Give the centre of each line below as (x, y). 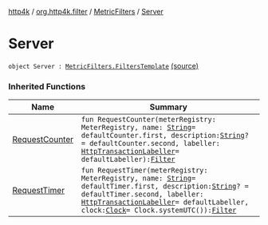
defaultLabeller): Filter (128, 160)
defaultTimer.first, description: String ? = (165, 186)
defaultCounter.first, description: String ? (165, 136)
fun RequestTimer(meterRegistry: (144, 170)
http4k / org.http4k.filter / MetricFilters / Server (86, 12)
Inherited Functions (47, 86)
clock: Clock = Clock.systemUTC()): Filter (159, 210)
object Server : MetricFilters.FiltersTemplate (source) (104, 65)
